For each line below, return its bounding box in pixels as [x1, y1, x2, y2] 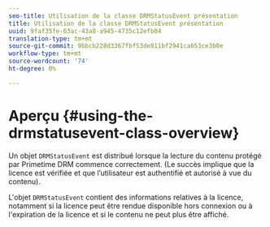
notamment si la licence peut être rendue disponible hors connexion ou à [8, 200, 253, 211]
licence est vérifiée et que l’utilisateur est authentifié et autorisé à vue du [8, 168, 252, 178]
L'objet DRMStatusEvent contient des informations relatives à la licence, [8, 192, 244, 202]
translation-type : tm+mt [8, 34, 93, 43]
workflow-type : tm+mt [8, 49, 82, 58]
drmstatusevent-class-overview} [8, 123, 240, 142]
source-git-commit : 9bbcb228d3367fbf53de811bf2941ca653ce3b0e [8, 42, 224, 50]
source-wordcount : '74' [8, 58, 89, 66]
